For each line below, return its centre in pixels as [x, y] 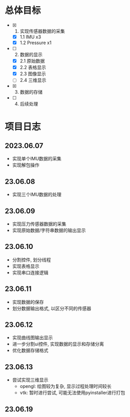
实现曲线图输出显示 [32, 338]
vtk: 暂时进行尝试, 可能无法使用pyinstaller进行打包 [72, 393]
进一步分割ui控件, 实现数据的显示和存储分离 [58, 344]
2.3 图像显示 [33, 74]
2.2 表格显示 [33, 68]
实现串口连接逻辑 [30, 273]
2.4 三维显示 [33, 80]
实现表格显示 [26, 266]
